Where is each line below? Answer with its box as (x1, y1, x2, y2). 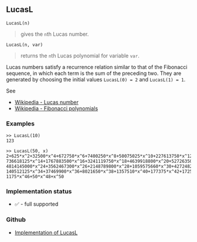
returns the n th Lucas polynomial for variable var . (20, 52, 140, 59)
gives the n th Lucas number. (20, 30, 89, 38)
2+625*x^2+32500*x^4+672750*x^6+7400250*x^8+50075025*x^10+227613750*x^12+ (6, 154, 195, 159)
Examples (6, 120, 35, 128)
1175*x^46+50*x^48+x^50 (6, 174, 64, 180)
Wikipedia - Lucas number (14, 98, 79, 105)
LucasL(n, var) (6, 42, 43, 47)
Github (6, 216, 26, 224)
